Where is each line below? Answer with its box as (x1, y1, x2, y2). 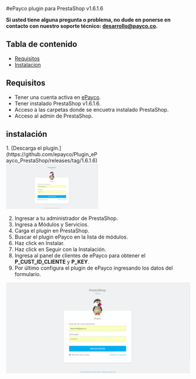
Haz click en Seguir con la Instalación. (14, 246, 107, 253)
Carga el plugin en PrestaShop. (14, 228, 89, 235)
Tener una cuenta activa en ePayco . (14, 94, 101, 101)
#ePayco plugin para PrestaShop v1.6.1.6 (6, 5, 104, 12)
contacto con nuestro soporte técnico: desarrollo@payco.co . (6, 23, 158, 29)
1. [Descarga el (6, 144, 42, 151)
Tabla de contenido (6, 39, 78, 49)
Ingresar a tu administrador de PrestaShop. (14, 215, 118, 222)
